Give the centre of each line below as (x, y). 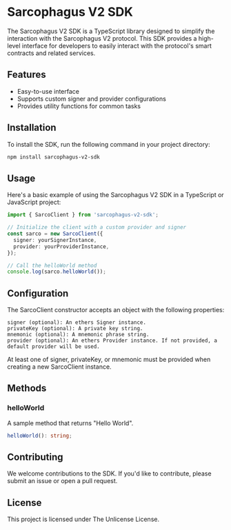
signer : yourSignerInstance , (55, 240)
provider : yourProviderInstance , (61, 246)
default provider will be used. (53, 347)
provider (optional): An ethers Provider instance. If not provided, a (112, 341)
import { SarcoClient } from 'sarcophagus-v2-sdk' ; (83, 215)
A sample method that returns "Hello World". (70, 423)
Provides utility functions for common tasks (79, 106)
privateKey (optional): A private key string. (75, 329)
